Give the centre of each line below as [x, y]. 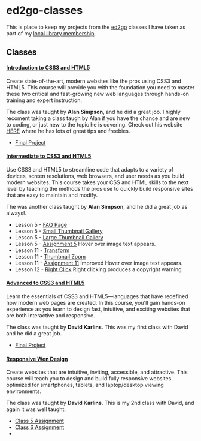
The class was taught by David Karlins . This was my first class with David [97, 327]
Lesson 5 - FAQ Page [41, 224]
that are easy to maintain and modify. [52, 195]
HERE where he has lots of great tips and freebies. [68, 131]
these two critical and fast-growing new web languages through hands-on [98, 94]
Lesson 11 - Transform [42, 250]
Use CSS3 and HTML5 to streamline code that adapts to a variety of [90, 169]
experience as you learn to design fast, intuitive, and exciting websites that [98, 309]
